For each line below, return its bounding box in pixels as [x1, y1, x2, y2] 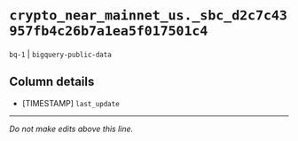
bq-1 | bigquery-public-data [9, 48, 113, 59]
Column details [9, 74, 95, 90]
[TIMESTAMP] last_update [21, 98, 120, 108]
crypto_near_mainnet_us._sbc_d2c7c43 [9, 7, 288, 24]
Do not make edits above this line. [9, 123, 134, 134]
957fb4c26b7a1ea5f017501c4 [9, 23, 208, 40]
